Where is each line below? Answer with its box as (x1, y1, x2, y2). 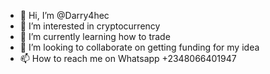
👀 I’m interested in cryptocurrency (19, 20, 161, 32)
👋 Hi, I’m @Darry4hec (19, 10, 110, 21)
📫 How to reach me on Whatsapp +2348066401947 (19, 53, 237, 64)
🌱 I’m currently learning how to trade (19, 31, 171, 42)
